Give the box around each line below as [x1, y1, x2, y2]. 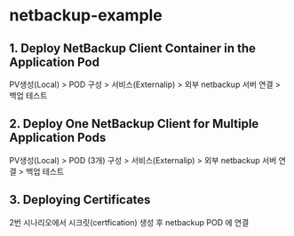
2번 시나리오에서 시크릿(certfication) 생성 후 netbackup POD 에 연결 [9, 216, 250, 227]
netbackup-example [9, 5, 163, 26]
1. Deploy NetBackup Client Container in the [9, 41, 256, 56]
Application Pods [9, 130, 107, 146]
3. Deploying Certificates [9, 193, 151, 208]
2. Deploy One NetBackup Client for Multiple [9, 116, 259, 131]
